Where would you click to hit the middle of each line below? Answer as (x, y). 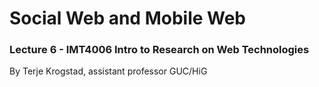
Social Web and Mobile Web (128, 18)
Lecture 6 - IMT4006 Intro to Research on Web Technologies (159, 50)
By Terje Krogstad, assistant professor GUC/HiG (108, 71)
